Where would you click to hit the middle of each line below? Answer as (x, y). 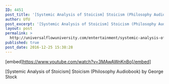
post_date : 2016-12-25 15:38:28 (39, 47)
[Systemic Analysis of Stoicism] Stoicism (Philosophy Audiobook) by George (84, 71)
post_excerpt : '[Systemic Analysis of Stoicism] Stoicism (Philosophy (81, 24)
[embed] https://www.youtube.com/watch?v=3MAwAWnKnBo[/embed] (78, 61)
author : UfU (18, 19)
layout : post (19, 29)
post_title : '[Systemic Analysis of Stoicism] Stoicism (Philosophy (78, 15)
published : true (22, 43)
